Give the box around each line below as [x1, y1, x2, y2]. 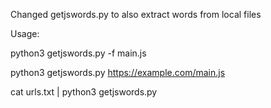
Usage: [10, 28, 40, 39]
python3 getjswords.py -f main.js [10, 47, 147, 59]
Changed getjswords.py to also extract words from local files [10, 9, 262, 20]
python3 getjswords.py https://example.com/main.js [10, 67, 226, 78]
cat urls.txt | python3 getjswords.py [10, 86, 158, 98]
